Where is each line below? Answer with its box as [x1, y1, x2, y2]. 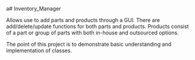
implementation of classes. [6, 47, 73, 54]
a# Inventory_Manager [6, 5, 61, 12]
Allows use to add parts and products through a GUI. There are [6, 17, 161, 23]
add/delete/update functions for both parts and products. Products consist [6, 23, 189, 30]
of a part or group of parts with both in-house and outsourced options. [6, 29, 180, 36]
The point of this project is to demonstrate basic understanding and [6, 41, 172, 48]
